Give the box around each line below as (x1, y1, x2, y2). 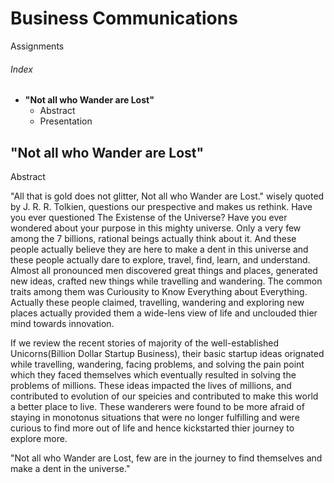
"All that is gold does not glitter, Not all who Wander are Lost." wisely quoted (10, 190, 325, 202)
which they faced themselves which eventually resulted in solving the (10, 368, 297, 381)
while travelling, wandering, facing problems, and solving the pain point (10, 358, 305, 370)
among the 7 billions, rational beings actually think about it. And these (10, 232, 297, 244)
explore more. (10, 432, 68, 444)
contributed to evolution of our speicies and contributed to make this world (10, 390, 319, 402)
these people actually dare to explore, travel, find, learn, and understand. (10, 253, 311, 266)
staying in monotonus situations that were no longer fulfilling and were (10, 411, 300, 423)
